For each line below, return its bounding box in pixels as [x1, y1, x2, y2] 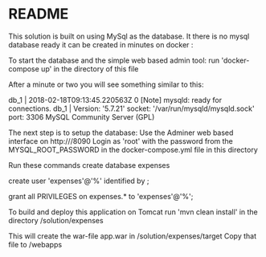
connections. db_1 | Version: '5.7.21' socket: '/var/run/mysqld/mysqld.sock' [8, 104, 255, 113]
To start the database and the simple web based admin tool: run [8, 55, 220, 65]
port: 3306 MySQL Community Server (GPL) [8, 112, 155, 121]
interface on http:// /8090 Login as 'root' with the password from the [8, 136, 233, 145]
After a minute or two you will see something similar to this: [8, 80, 204, 89]
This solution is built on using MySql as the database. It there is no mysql [8, 31, 250, 41]
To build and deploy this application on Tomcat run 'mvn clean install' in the [8, 206, 259, 217]
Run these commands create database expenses [8, 160, 170, 169]
